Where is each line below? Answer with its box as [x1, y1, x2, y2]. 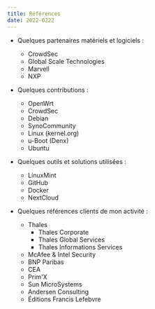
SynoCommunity [27, 121, 76, 130]
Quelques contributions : [17, 85, 89, 94]
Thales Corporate [38, 228, 89, 236]
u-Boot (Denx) [27, 136, 69, 144]
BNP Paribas [27, 257, 64, 266]
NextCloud [27, 193, 59, 202]
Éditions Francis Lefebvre [27, 295, 101, 303]
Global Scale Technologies [27, 57, 105, 65]
